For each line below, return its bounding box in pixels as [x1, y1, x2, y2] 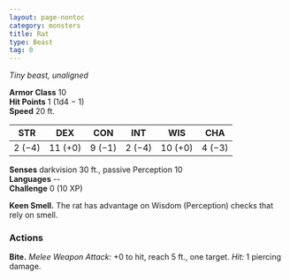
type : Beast [9, 37, 53, 47]
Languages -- [9, 174, 61, 185]
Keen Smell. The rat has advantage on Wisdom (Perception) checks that [9, 201, 274, 211]
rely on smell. [9, 209, 58, 221]
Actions [9, 231, 44, 244]
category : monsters [9, 21, 81, 30]
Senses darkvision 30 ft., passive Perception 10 [9, 164, 183, 175]
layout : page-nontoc [9, 12, 86, 22]
